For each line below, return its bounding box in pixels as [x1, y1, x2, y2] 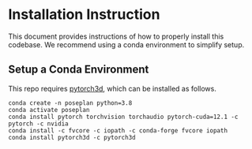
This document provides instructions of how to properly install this [8, 32, 224, 41]
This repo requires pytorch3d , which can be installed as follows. [8, 84, 217, 93]
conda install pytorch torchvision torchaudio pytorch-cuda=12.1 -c [8, 113, 239, 121]
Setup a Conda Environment [8, 63, 149, 76]
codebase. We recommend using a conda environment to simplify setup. [8, 39, 245, 49]
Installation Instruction [8, 6, 160, 24]
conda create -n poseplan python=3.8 [8, 99, 133, 107]
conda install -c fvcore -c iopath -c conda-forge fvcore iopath [8, 126, 228, 135]
